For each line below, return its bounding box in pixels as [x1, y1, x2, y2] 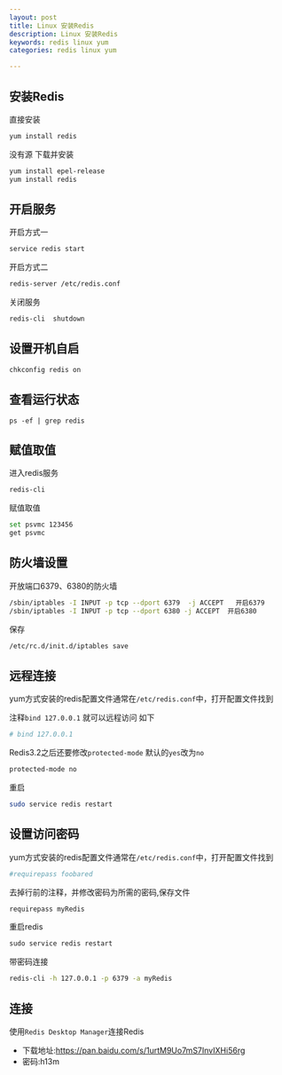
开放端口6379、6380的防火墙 [9, 581, 118, 591]
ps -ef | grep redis [9, 416, 86, 425]
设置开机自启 [9, 341, 80, 356]
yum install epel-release [9, 166, 105, 176]
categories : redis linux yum [9, 46, 117, 55]
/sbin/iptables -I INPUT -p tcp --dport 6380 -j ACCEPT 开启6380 [9, 606, 257, 615]
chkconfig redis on [9, 365, 82, 374]
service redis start [9, 245, 86, 254]
